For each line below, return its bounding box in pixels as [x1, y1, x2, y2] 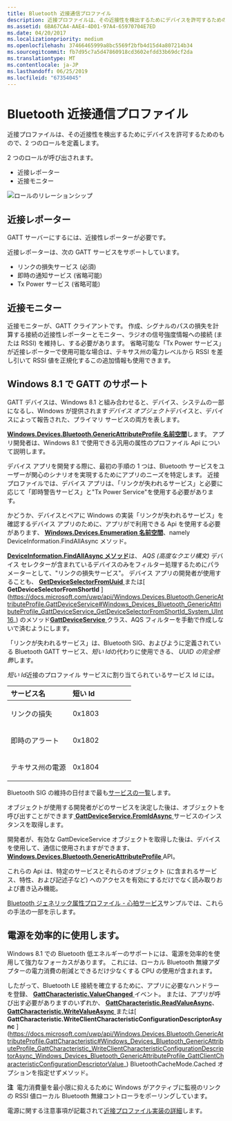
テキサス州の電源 [10, 762, 66, 772]
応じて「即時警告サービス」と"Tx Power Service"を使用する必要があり [7, 487, 209, 496]
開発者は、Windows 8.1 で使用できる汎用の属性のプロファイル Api [12, 438, 201, 447]
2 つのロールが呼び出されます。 [7, 153, 97, 162]
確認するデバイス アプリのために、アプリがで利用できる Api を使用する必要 [7, 519, 221, 528]
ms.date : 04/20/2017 [7, 29, 67, 37]
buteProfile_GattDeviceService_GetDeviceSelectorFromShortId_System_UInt [7, 607, 224, 615]
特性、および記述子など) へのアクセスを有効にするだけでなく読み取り [19, 875, 217, 884]
